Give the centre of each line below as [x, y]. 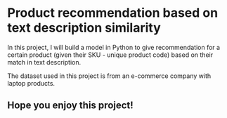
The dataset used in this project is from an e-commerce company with [109, 76]
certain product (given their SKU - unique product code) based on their [110, 55]
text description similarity [84, 28]
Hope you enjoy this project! [70, 106]
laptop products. [31, 83]
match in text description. [44, 62]
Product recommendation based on [113, 13]
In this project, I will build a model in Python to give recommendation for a [113, 47]
